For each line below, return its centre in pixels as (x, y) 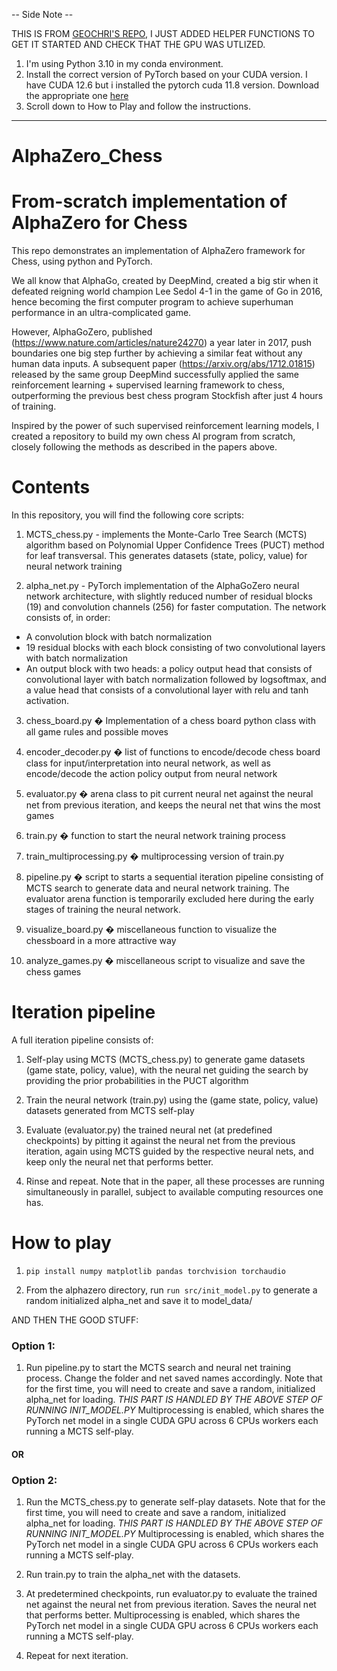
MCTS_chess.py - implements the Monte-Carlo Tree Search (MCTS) (166, 535)
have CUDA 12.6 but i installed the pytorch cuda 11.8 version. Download (172, 85)
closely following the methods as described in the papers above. (144, 447)
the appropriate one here (77, 95)
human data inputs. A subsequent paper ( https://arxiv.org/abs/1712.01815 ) (163, 364)
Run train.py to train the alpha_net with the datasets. (133, 1575)
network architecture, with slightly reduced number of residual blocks (169, 596)
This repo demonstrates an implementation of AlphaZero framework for (158, 251)
